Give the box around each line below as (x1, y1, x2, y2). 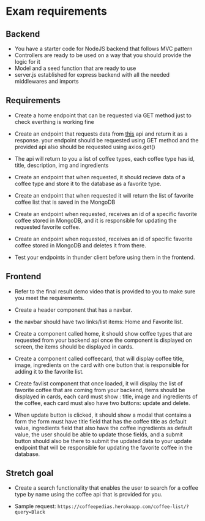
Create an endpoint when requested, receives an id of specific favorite (14, 235, 193, 242)
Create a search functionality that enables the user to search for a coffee (14, 484, 198, 492)
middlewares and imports (14, 78, 79, 85)
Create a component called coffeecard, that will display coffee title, (14, 355, 184, 362)
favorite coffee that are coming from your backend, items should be (14, 386, 185, 393)
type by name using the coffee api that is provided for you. (14, 491, 163, 498)
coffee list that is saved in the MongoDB (14, 198, 116, 206)
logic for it (14, 58, 40, 65)
